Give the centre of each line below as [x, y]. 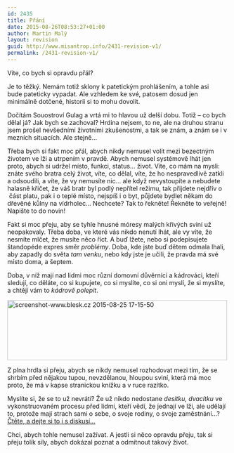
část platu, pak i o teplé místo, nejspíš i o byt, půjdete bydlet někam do [111, 196]
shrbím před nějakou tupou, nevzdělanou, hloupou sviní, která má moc [109, 377]
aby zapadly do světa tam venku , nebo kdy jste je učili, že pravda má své [113, 254]
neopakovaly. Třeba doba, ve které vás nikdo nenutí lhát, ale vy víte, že [110, 232]
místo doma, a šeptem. [40, 261]
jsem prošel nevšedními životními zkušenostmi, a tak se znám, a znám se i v [117, 130]
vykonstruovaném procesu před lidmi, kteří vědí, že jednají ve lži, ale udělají [117, 406]
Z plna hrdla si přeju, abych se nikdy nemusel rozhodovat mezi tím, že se [112, 370]
